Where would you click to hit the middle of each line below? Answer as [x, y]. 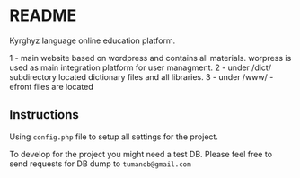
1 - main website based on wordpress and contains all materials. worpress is [150, 58]
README [43, 16]
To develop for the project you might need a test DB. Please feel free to [141, 154]
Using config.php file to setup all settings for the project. [114, 137]
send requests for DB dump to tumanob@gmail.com [100, 164]
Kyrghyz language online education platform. [93, 40]
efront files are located [51, 86]
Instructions [44, 115]
